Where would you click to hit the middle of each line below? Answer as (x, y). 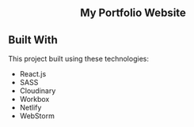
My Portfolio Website (133, 13)
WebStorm (37, 116)
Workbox (34, 99)
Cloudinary (38, 91)
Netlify (30, 108)
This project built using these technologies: (78, 59)
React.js (33, 74)
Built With (33, 40)
